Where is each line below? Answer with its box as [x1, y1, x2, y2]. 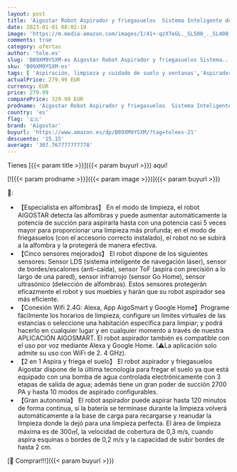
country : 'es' [7, 109, 49, 116]
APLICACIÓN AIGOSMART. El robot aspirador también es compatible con [17, 334, 230, 343]
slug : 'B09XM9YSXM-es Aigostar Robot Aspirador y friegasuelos [7, 57, 197, 64]
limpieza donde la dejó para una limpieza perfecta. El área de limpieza [17, 419, 221, 427]
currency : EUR [7, 83, 49, 90]
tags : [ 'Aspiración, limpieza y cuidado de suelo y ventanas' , [7, 69, 200, 76]
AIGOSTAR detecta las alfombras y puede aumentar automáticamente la [17, 211, 227, 220]
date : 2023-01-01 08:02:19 [7, 23, 87, 30]
